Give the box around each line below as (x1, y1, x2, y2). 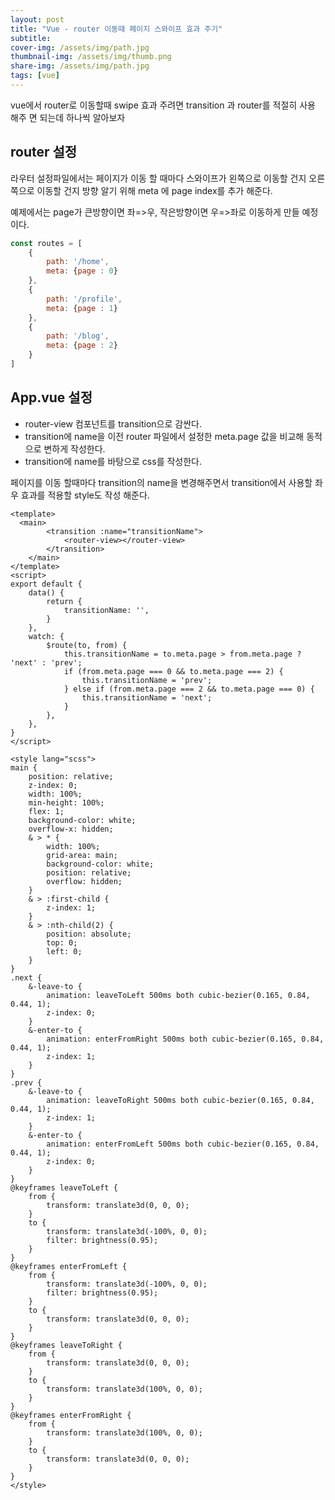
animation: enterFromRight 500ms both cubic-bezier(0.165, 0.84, (46, 1034, 325, 1044)
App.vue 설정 (10, 389, 93, 406)
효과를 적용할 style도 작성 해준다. (20, 489, 150, 501)
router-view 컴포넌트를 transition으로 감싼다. (24, 417, 202, 430)
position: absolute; (46, 929, 132, 939)
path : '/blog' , (46, 331, 110, 341)
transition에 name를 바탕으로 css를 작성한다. (24, 455, 202, 467)
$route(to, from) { (46, 640, 128, 650)
